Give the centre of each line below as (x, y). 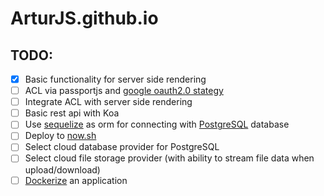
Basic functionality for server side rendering (115, 79)
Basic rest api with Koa (72, 113)
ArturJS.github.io (84, 18)
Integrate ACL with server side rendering (108, 102)
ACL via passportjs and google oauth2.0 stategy (124, 91)
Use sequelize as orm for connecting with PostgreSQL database (157, 124)
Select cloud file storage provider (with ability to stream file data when (169, 158)
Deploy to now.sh (60, 136)
